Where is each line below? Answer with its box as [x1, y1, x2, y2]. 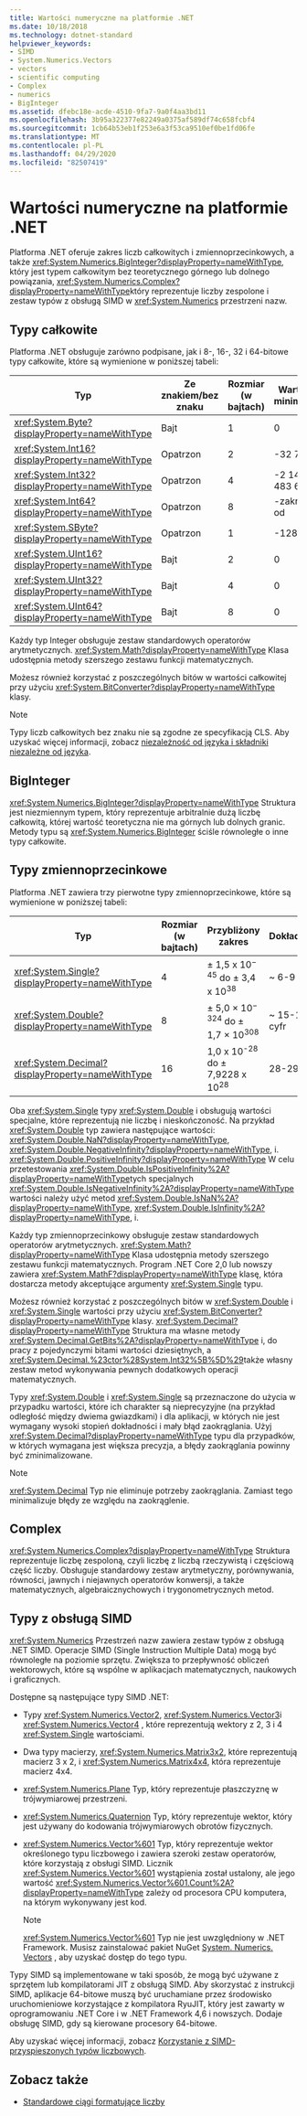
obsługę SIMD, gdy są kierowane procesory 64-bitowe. [9, 2018, 217, 2029]
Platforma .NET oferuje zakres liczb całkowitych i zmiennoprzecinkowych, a [9, 247, 295, 258]
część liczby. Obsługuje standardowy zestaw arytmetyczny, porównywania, [9, 1565, 295, 1576]
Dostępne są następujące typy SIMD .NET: [9, 1692, 169, 1703]
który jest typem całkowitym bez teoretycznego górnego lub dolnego [9, 266, 270, 277]
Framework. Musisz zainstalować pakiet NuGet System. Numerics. [22, 1942, 274, 1953]
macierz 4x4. [22, 1766, 73, 1777]
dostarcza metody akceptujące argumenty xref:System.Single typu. [9, 1277, 263, 1289]
